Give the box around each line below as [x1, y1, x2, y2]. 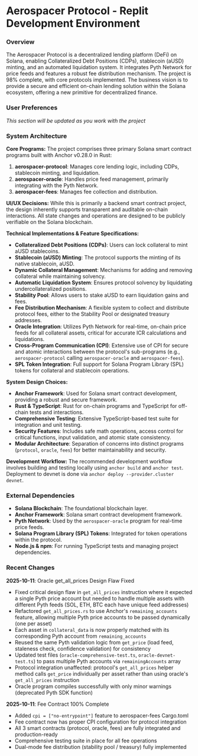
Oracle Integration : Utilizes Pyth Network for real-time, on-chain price [14, 323, 186, 330]
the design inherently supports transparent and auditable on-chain [6, 206, 168, 213]
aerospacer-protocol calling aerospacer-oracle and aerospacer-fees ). [14, 355, 184, 362]
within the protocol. [14, 536, 62, 543]
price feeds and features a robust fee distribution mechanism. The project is [6, 70, 191, 77]
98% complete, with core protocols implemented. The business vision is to [6, 76, 188, 83]
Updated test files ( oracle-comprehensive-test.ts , [14, 651, 137, 658]
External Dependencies [6, 492, 75, 499]
